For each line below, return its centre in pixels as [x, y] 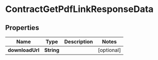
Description [79, 42]
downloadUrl [23, 50]
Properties [22, 28]
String [52, 50]
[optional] [109, 50]
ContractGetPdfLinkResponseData [80, 9]
